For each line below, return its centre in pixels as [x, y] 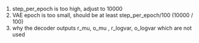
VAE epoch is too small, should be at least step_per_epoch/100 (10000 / [103, 15]
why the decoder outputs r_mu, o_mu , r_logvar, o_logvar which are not [102, 28]
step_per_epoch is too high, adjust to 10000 [67, 9]
